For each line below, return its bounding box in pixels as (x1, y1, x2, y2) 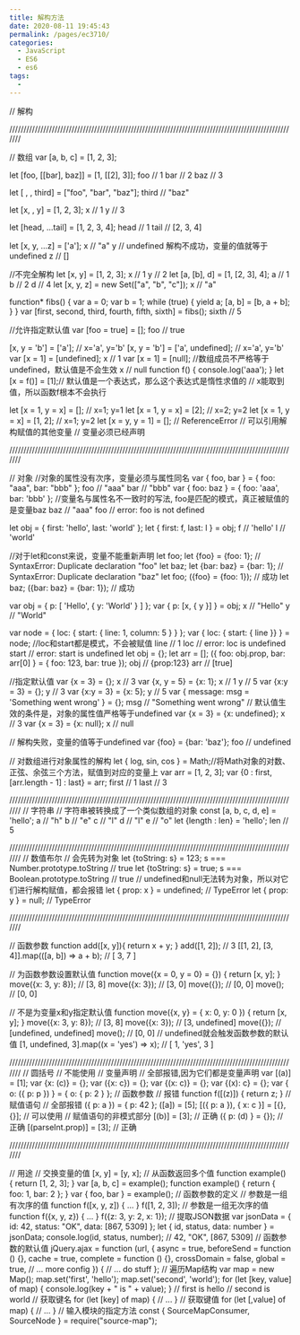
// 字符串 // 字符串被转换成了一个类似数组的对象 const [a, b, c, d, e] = (22, 805, 277, 816)
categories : (9, 38, 54, 48)
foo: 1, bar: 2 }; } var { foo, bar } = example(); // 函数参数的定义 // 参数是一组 (9, 1188, 288, 1199)
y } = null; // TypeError (9, 894, 91, 905)
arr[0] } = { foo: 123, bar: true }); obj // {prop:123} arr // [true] (9, 657, 233, 668)
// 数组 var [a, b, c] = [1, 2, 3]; (9, 152, 117, 162)
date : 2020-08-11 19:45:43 (9, 22, 110, 31)
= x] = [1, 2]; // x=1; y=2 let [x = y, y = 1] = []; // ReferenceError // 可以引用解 (9, 414, 287, 426)
